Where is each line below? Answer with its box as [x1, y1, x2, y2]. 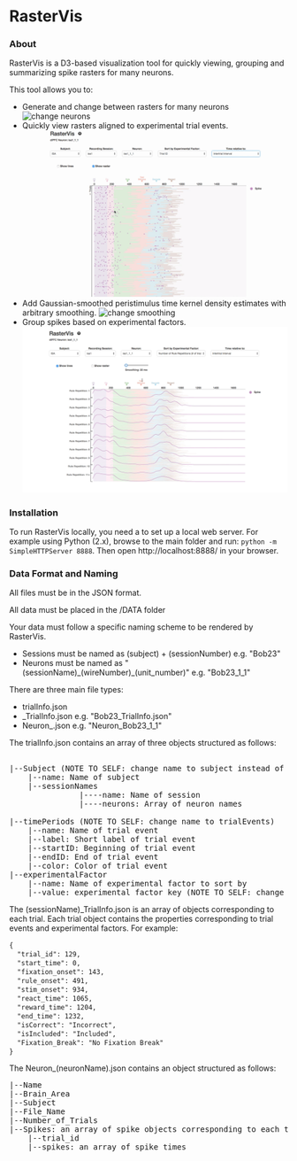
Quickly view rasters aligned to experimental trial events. [21, 120, 229, 131]
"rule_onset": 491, [17, 977, 89, 986]
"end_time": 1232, [17, 1012, 86, 1021]
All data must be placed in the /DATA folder [9, 605, 166, 615]
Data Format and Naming [9, 567, 118, 579]
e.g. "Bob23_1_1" [191, 667, 251, 678]
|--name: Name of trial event [27, 825, 159, 836]
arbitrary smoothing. [21, 307, 97, 318]
